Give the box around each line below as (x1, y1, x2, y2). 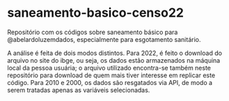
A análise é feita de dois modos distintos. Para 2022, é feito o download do (7, 49, 223, 57)
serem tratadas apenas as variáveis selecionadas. (7, 86, 150, 94)
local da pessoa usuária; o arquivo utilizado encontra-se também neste (7, 63, 211, 72)
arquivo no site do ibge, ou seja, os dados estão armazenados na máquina (7, 56, 221, 64)
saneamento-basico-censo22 (7, 5, 184, 21)
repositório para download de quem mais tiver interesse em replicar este (7, 71, 216, 79)
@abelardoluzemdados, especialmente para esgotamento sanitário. (7, 35, 201, 43)
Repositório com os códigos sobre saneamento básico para (7, 28, 178, 36)
